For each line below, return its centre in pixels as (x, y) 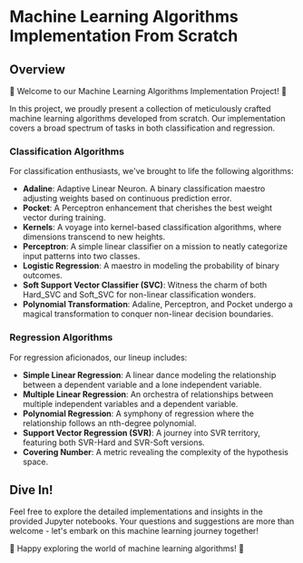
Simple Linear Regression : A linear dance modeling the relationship (149, 374)
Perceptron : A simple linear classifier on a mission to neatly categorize (155, 247)
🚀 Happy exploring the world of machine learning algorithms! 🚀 (127, 548)
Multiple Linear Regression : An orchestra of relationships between (148, 394)
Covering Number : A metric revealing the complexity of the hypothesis (155, 451)
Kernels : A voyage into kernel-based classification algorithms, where (152, 228)
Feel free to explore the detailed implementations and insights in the (136, 512)
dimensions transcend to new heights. (94, 237)
